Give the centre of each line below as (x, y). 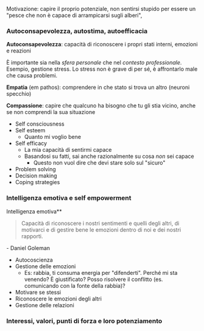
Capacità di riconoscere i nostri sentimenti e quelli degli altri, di (100, 223)
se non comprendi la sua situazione (51, 112)
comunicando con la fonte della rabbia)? (75, 285)
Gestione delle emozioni (45, 266)
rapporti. (32, 236)
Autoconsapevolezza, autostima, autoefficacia (77, 31)
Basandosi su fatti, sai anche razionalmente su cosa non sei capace (109, 156)
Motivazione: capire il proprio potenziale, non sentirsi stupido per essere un (101, 9)
